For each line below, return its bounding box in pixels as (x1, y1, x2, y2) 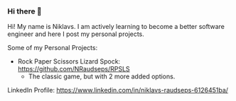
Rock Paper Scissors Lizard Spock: (17, 57, 121, 66)
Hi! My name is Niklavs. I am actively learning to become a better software (7, 23, 225, 31)
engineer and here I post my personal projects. (7, 30, 144, 38)
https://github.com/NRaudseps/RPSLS (17, 65, 130, 73)
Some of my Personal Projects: (7, 44, 98, 52)
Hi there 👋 (7, 6, 43, 16)
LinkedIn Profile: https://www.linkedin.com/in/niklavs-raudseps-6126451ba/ (7, 86, 229, 95)
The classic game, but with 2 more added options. (28, 72, 176, 81)
